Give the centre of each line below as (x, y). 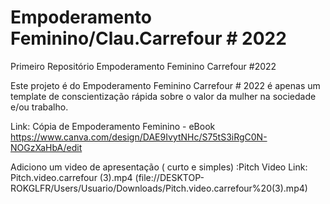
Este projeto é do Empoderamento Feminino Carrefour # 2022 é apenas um (165, 85)
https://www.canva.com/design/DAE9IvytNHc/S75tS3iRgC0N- (139, 137)
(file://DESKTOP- (169, 177)
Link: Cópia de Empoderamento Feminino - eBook (113, 126)
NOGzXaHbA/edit (46, 147)
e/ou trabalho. (39, 107)
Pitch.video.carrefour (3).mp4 (71, 177)
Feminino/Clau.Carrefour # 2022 (148, 38)
